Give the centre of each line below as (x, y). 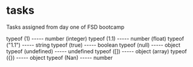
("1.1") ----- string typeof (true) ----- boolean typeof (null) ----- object (93, 45)
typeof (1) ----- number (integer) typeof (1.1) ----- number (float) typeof (95, 38)
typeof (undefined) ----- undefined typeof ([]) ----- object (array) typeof (96, 51)
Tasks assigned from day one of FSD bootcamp (65, 27)
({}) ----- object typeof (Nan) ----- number (60, 57)
